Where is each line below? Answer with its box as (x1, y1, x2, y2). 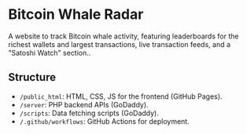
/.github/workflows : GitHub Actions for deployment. (19, 116, 190, 126)
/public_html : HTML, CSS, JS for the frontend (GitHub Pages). (19, 92, 223, 101)
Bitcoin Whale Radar (8, 5, 144, 24)
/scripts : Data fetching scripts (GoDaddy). (19, 108, 159, 118)
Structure (8, 71, 57, 84)
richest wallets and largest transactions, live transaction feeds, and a (8, 39, 230, 49)
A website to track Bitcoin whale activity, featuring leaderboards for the (8, 31, 239, 41)
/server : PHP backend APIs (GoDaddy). (19, 100, 149, 109)
